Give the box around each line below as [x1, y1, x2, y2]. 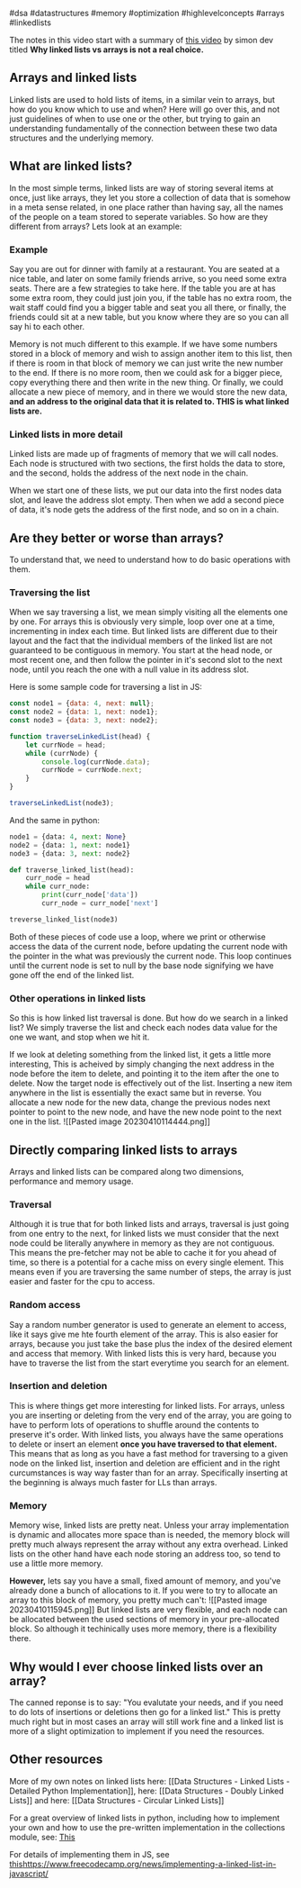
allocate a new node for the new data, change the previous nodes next [9, 1097, 271, 1108]
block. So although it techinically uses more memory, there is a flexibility [9, 1623, 277, 1634]
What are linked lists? [9, 159, 133, 174]
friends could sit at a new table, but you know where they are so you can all [9, 311, 289, 322]
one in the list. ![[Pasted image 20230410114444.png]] [9, 1116, 211, 1127]
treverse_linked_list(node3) [9, 914, 119, 924]
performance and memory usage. [9, 1175, 134, 1186]
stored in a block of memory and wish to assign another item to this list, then [9, 348, 293, 359]
